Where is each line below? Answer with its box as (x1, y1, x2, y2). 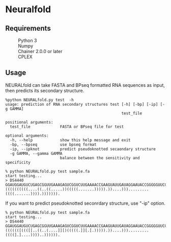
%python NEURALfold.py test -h (5, 97, 74, 103)
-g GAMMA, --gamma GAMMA (10, 151, 63, 156)
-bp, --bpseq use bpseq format (10, 142, 97, 147)
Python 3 (18, 37, 37, 43)
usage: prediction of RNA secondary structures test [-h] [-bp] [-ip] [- (5, 102, 165, 107)
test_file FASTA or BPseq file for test (10, 124, 124, 129)
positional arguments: (5, 119, 53, 125)
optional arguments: (5, 133, 49, 138)
